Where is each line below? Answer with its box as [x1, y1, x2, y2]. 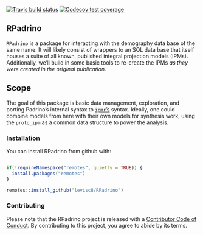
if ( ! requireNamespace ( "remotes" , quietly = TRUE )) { [6, 164, 143, 170]
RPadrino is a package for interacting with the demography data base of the [6, 40, 196, 47]
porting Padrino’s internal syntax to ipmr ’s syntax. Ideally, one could [6, 105, 175, 113]
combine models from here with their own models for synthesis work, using [6, 112, 196, 119]
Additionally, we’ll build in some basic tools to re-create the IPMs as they [6, 58, 188, 66]
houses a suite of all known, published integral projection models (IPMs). [6, 52, 188, 60]
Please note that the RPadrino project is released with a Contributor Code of [6, 215, 197, 222]
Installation [6, 134, 41, 142]
